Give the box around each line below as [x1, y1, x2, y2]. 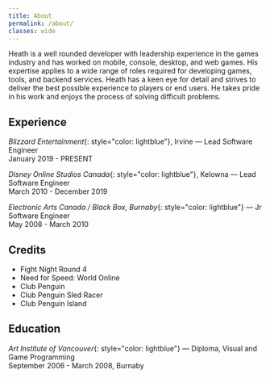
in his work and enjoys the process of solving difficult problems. [8, 92, 222, 102]
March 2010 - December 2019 [8, 187, 108, 196]
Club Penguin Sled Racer [19, 290, 103, 300]
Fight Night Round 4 [19, 264, 87, 274]
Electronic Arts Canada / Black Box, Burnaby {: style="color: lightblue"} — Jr [8, 203, 262, 212]
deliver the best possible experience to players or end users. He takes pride [8, 83, 260, 93]
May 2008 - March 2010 [8, 220, 89, 229]
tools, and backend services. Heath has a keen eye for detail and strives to [8, 74, 256, 85]
